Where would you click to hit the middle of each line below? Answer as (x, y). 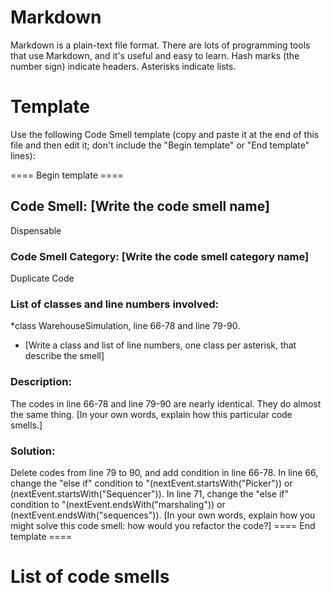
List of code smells (90, 577)
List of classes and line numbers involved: (114, 304)
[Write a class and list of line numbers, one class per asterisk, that (160, 345)
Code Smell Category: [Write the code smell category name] (160, 256)
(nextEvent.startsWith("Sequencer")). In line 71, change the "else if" (149, 493)
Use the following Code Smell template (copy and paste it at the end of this (165, 134)
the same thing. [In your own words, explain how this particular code (151, 414)
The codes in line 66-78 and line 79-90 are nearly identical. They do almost (166, 403)
